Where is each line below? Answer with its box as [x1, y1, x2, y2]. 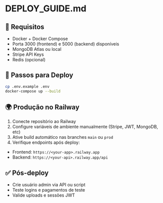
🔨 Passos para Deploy [5, 71, 74, 80]
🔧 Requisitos [5, 23, 44, 31]
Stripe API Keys [12, 51, 44, 57]
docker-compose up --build [5, 88, 61, 94]
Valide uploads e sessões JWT [12, 192, 75, 198]
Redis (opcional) [12, 57, 46, 62]
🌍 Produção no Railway [5, 103, 80, 111]
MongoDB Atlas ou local [12, 46, 62, 52]
